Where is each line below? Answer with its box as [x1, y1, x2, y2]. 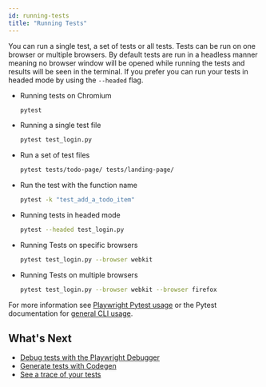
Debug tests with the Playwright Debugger [19, 353, 161, 362]
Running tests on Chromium [19, 90, 112, 100]
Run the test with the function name [19, 181, 138, 190]
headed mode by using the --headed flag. [8, 75, 144, 85]
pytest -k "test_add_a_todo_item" [19, 196, 135, 204]
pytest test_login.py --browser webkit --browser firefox [19, 285, 217, 293]
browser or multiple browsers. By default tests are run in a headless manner [8, 50, 258, 59]
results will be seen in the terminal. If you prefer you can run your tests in [8, 66, 249, 76]
